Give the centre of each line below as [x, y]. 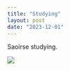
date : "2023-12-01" [36, 27]
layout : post [26, 20]
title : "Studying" [34, 14]
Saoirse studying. [33, 47]
